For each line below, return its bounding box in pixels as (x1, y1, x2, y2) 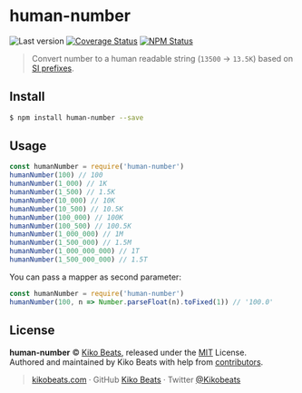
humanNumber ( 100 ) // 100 (9, 171, 103, 180)
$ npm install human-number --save (9, 113, 144, 123)
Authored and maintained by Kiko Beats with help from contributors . (9, 356, 264, 368)
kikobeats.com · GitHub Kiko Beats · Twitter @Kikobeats (31, 374, 241, 385)
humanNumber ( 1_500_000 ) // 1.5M (9, 238, 132, 248)
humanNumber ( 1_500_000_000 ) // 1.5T (9, 255, 148, 264)
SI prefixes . (31, 63, 74, 74)
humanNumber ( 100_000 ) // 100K (9, 212, 124, 222)
